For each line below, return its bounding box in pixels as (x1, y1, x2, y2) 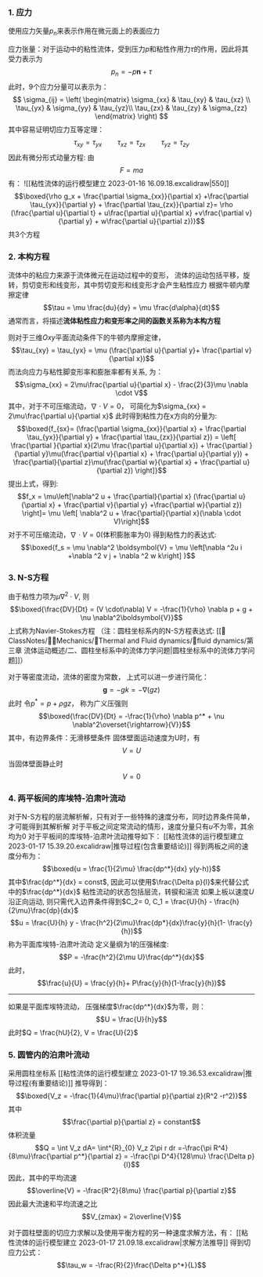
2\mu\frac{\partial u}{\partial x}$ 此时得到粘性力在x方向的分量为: (8, 410, 218, 421)
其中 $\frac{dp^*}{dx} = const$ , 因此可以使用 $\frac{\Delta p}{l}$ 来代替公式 (8, 877, 249, 886)
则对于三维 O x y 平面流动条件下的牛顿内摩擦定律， (8, 332, 166, 342)
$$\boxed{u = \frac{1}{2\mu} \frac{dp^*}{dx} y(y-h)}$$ (42, 863, 221, 873)
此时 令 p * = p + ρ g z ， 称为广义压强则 (8, 697, 128, 708)
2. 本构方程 (8, 251, 50, 262)
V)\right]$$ (113, 516, 150, 526)
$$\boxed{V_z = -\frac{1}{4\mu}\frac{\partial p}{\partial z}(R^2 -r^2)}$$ (16, 1091, 247, 1100)
